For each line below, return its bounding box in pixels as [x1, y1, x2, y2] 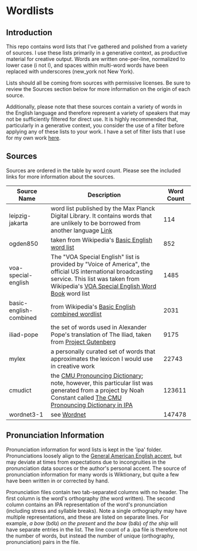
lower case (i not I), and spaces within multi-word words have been [6, 62, 169, 69]
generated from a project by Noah [50, 386, 145, 394]
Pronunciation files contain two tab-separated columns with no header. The [6, 488, 189, 495]
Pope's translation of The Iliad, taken [50, 330, 151, 339]
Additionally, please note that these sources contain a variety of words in [6, 103, 182, 110]
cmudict [9, 386, 32, 394]
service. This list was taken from [50, 275, 140, 283]
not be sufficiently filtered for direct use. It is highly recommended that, [6, 116, 178, 123]
